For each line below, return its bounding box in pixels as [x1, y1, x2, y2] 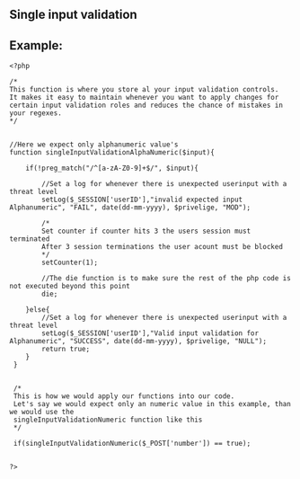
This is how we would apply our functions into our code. [13, 392, 235, 401]
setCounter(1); [41, 258, 99, 268]
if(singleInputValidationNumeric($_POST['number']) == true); [13, 439, 251, 448]
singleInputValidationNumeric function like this [13, 415, 203, 425]
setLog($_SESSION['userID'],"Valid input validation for [41, 329, 259, 338]
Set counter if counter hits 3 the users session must [41, 226, 251, 236]
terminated [9, 235, 50, 244]
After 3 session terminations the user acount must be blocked [41, 243, 283, 252]
